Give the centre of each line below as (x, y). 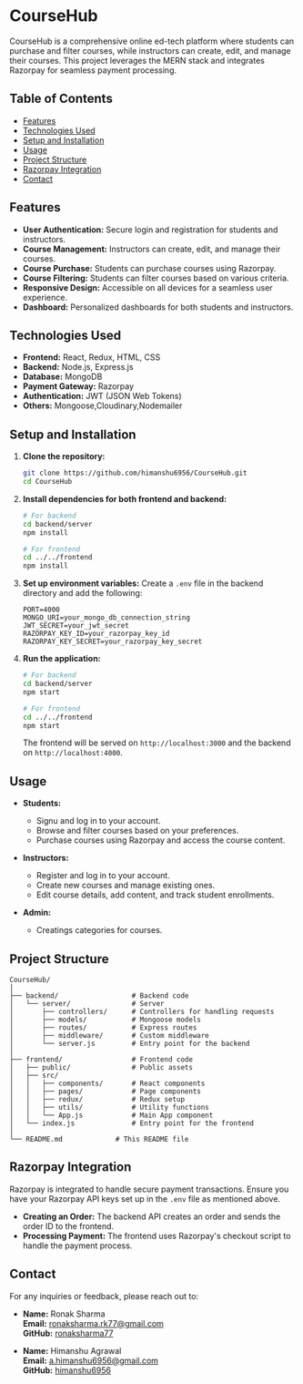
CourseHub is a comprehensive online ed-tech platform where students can (152, 41)
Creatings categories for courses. (99, 930)
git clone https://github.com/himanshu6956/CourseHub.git (135, 473)
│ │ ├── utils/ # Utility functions (109, 1108)
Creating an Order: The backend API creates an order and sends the (151, 1216)
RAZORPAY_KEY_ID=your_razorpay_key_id (96, 634)
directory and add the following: (82, 593)
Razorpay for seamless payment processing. (93, 70)
